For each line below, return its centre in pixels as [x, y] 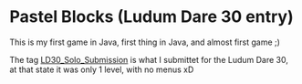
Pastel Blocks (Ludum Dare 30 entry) [151, 17]
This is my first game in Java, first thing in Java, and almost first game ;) [145, 42]
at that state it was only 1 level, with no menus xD [102, 69]
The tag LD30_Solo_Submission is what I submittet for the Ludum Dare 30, [149, 59]
